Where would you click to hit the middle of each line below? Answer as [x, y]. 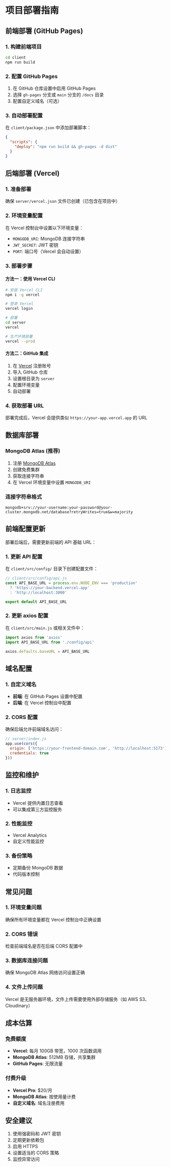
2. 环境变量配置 [24, 216]
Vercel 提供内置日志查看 [38, 803]
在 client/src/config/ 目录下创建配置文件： [52, 569]
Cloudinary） [19, 1005]
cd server [16, 323]
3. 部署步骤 [19, 266]
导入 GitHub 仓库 [30, 372]
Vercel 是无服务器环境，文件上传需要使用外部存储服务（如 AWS [72, 999]
